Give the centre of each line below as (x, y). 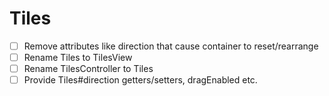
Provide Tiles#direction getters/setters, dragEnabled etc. (140, 80)
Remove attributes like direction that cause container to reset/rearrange (171, 46)
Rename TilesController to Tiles (88, 69)
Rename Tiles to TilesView (78, 57)
